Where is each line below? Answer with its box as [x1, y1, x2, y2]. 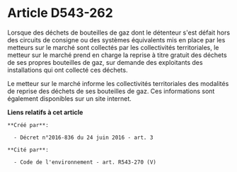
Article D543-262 [7, 5, 113, 21]
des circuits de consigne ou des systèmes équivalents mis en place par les [7, 35, 226, 44]
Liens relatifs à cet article [7, 108, 83, 116]
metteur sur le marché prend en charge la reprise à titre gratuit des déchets [7, 51, 228, 59]
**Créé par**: [7, 121, 50, 128]
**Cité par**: [7, 146, 50, 153]
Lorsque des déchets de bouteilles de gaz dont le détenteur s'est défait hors [7, 28, 231, 37]
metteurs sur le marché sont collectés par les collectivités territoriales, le [7, 43, 219, 51]
